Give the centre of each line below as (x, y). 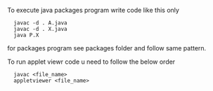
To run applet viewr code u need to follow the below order (91, 62)
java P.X (26, 35)
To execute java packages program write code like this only (93, 10)
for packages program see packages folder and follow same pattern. (107, 48)
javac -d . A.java (41, 23)
